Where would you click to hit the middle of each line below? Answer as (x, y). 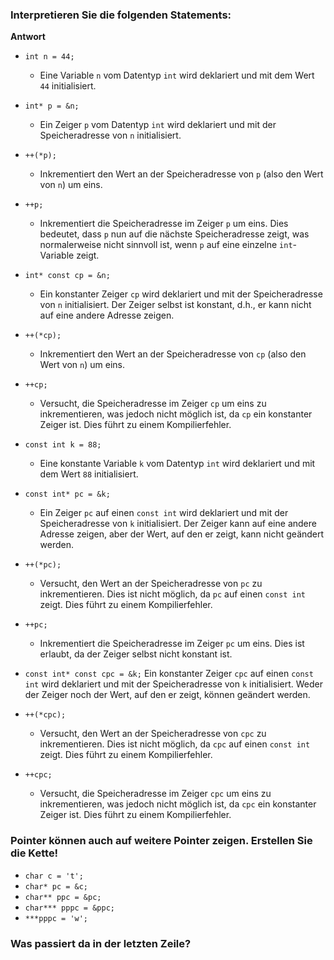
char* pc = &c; (56, 886)
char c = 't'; (54, 876)
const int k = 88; (63, 445)
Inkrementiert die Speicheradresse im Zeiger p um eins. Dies (164, 224)
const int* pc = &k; (67, 494)
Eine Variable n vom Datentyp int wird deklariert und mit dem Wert (177, 75)
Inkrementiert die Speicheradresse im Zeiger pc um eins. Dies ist (172, 644)
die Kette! (34, 853)
